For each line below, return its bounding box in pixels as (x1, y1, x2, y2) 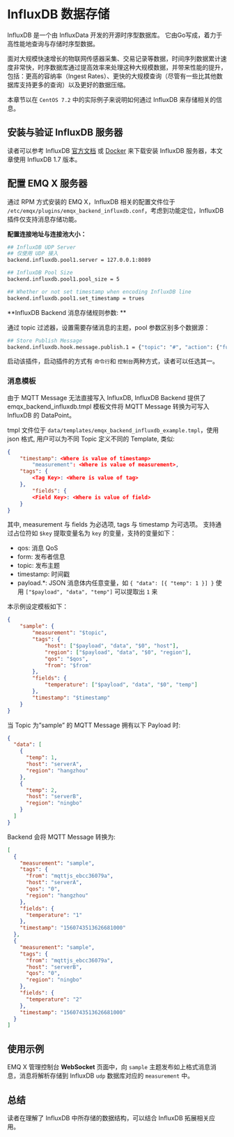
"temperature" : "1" (25, 911, 82, 918)
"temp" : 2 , (25, 786, 58, 793)
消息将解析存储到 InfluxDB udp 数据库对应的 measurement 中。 (19, 1071, 194, 1080)
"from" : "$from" (44, 661, 92, 669)
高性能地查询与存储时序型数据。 (7, 39, 99, 47)
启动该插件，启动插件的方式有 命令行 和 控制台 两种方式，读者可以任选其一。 (7, 357, 219, 365)
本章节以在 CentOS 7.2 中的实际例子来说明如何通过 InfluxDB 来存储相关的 (7, 95, 217, 103)
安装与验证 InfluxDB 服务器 (7, 126, 123, 138)
